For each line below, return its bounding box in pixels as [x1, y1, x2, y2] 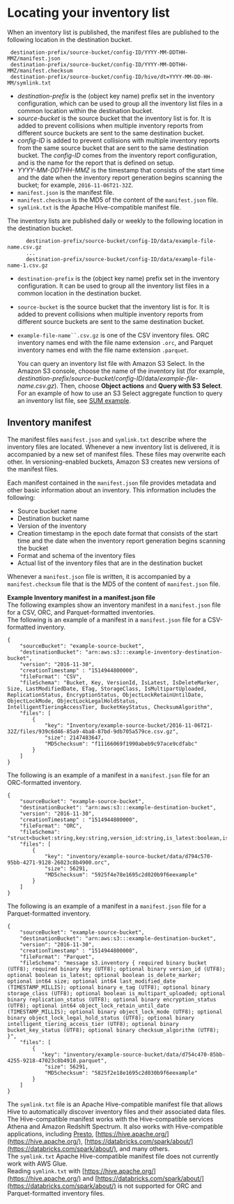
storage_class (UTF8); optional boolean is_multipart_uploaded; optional [7, 990, 226, 997]
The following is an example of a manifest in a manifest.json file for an [7, 770, 210, 779]
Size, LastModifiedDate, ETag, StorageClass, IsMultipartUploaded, [7, 685, 208, 692]
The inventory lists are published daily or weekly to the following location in [7, 216, 224, 225]
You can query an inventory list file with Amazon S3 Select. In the [17, 359, 205, 367]
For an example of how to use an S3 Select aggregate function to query [17, 389, 223, 397]
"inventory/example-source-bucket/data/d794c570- [66, 853, 214, 860]
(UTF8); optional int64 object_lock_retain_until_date [7, 1002, 170, 1009]
